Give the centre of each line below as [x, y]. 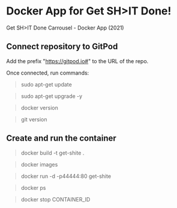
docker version [39, 108]
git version [34, 119]
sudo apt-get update [46, 84]
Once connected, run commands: [48, 73]
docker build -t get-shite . [52, 153]
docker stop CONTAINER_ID [55, 199]
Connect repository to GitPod [62, 47]
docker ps [33, 188]
